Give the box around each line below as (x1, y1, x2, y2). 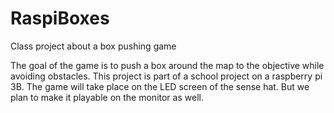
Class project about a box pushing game (10, 40, 177, 52)
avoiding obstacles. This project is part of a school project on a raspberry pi (10, 70, 323, 82)
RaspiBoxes (10, 7, 110, 30)
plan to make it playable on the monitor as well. (10, 91, 204, 103)
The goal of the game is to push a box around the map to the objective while (10, 59, 325, 71)
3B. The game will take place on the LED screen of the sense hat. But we (10, 80, 310, 92)
